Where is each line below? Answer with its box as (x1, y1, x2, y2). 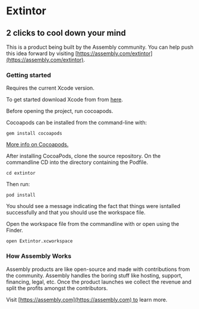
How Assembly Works (6, 252, 72, 260)
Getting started (6, 71, 52, 79)
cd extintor (6, 171, 36, 176)
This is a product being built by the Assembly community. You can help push (6, 43, 194, 51)
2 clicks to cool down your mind (6, 28, 126, 38)
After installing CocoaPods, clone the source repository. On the (6, 153, 161, 160)
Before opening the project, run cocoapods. (6, 108, 113, 115)
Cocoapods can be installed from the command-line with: (6, 119, 147, 126)
